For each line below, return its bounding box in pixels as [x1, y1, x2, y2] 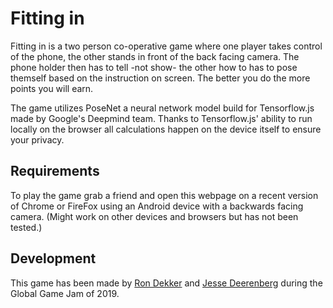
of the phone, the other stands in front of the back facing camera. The [10, 50, 300, 62]
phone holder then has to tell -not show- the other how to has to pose [10, 61, 298, 73]
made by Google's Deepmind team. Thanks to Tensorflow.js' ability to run [10, 112, 313, 124]
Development [10, 250, 97, 267]
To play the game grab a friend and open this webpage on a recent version [10, 189, 319, 201]
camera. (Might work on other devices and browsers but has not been [10, 210, 299, 222]
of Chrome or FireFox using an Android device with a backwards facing [10, 200, 304, 212]
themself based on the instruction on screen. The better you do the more [10, 72, 311, 84]
